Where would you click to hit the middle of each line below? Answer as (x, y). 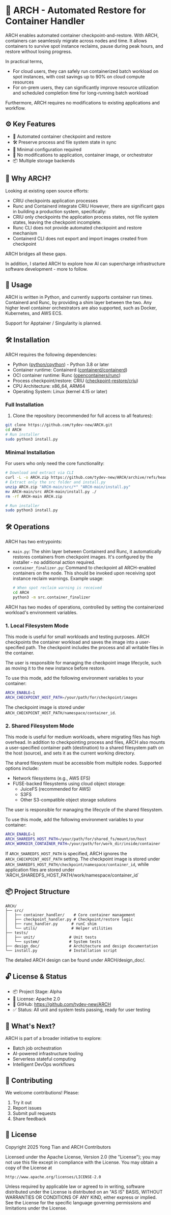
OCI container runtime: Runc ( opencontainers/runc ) (67, 375)
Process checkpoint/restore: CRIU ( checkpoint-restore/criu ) (75, 381)
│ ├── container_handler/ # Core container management (70, 915)
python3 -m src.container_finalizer (51, 597)
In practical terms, (24, 61)
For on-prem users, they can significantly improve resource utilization (85, 87)
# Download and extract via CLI (39, 473)
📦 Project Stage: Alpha (37, 992)
